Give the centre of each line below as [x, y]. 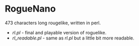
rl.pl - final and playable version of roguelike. [59, 32]
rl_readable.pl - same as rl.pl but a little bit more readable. [73, 38]
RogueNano [30, 9]
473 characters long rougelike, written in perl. [53, 23]
